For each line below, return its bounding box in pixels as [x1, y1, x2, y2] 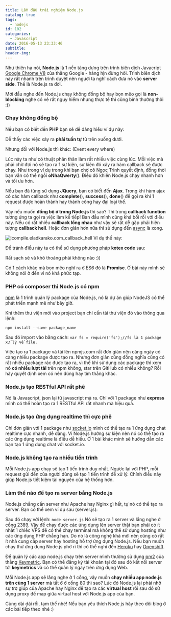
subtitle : [5, 46, 27, 51]
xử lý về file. [5, 340, 38, 345]
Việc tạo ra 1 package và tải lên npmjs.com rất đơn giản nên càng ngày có [5, 349, 161, 355]
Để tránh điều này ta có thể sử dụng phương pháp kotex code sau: [5, 245, 145, 251]
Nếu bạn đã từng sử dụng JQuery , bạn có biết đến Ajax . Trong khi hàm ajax [5, 188, 165, 194]
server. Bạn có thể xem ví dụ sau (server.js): [5, 506, 98, 513]
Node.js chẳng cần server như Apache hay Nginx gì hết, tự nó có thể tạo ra [5, 501, 163, 507]
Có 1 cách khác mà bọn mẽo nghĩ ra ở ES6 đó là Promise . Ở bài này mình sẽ [5, 265, 165, 271]
